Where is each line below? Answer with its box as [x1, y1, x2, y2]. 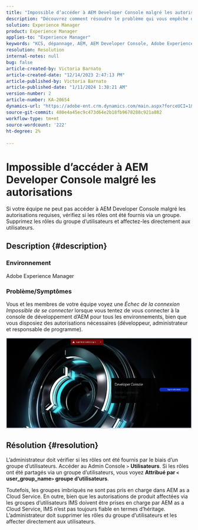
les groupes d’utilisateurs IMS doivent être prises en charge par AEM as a [6, 499, 184, 506]
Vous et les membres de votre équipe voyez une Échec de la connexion [6, 300, 180, 308]
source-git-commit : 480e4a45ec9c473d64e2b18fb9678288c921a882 [6, 109, 162, 115]
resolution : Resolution [6, 47, 65, 53]
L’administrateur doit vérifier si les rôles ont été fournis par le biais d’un [6, 456, 179, 463]
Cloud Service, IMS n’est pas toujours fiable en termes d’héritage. [6, 505, 166, 512]
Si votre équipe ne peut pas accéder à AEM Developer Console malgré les [6, 205, 186, 212]
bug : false [6, 59, 33, 65]
